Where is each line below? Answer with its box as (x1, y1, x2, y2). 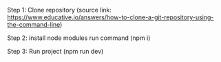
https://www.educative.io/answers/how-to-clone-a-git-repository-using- (7, 13, 214, 21)
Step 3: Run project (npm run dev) (7, 48, 104, 55)
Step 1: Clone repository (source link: (7, 6, 112, 14)
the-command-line (7, 21, 61, 28)
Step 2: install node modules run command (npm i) (7, 34, 151, 42)
